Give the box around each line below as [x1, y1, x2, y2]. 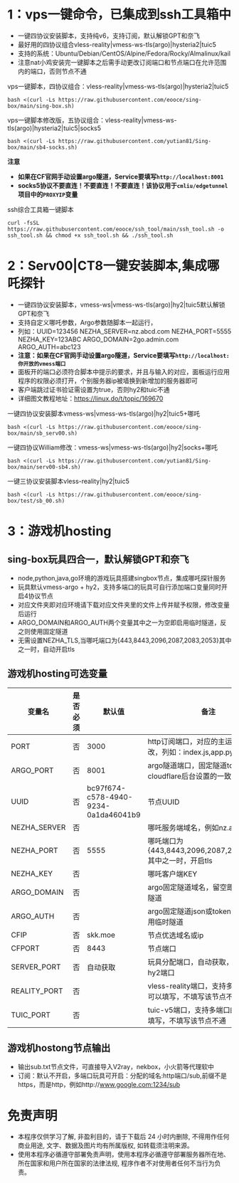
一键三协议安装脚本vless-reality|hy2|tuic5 [7, 477, 130, 485]
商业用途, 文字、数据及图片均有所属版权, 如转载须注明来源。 [17, 1141, 193, 1150]
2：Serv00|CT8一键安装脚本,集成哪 [7, 258, 220, 274]
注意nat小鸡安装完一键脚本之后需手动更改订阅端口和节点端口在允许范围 [17, 58, 227, 66]
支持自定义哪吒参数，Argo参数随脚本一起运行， [17, 318, 157, 327]
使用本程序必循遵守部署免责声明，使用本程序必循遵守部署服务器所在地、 [17, 1150, 230, 1159]
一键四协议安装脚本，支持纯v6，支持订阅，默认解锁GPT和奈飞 [17, 31, 201, 40]
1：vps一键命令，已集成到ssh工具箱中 [7, 6, 231, 23]
